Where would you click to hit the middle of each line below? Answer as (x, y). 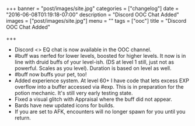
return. (22, 118)
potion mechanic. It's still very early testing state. (74, 93)
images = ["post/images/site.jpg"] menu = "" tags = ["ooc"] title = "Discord (96, 21)
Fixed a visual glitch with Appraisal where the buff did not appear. (93, 99)
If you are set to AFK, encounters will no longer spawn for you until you (100, 111)
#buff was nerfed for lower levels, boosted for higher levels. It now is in (100, 56)
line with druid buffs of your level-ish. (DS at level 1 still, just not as (94, 62)
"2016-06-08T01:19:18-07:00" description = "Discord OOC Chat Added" (93, 15)
